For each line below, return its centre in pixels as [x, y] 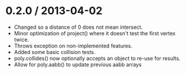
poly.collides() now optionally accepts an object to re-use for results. [97, 58]
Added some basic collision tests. [55, 52]
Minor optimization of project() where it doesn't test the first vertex [95, 33]
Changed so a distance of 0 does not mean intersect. [78, 27]
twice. [21, 39]
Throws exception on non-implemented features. [73, 46]
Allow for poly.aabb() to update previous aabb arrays [78, 64]
